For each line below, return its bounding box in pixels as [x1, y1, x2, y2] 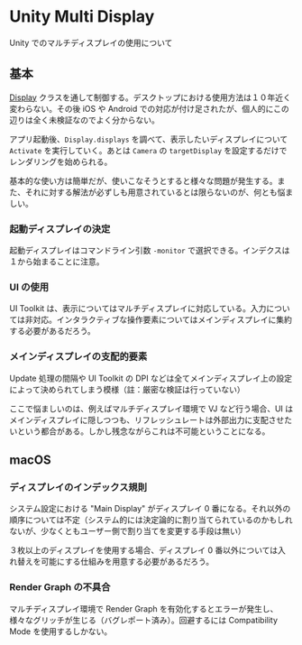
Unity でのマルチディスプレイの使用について [9, 37, 173, 48]
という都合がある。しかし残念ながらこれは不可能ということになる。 [16, 426, 270, 437]
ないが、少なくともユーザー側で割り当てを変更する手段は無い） [9, 526, 246, 537]
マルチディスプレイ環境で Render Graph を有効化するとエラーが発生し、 [9, 603, 279, 614]
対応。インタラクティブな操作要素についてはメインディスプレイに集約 [32, 314, 293, 326]
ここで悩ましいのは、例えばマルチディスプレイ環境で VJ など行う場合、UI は [9, 403, 294, 414]
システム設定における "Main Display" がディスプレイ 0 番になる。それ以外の [9, 503, 291, 514]
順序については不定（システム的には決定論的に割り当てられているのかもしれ [9, 514, 293, 525]
